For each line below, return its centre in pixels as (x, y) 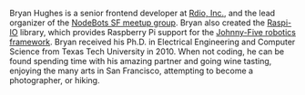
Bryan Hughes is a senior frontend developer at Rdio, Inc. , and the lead (142, 13)
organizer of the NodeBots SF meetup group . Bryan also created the (137, 23)
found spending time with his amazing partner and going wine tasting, (141, 61)
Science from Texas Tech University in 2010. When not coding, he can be (147, 52)
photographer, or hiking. (55, 80)
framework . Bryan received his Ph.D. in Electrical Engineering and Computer (152, 42)
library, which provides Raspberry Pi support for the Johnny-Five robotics (158, 32)
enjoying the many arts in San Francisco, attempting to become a (131, 71)
